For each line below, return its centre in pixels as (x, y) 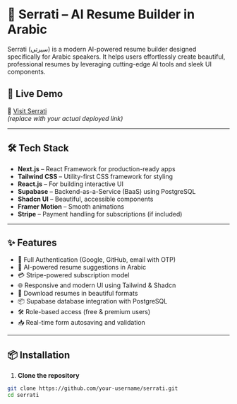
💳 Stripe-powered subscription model (73, 275)
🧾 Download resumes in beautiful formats (78, 294)
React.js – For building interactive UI (70, 184)
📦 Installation (39, 355)
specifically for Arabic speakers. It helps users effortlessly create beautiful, (116, 57)
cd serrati (23, 396)
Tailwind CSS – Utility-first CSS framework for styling (95, 176)
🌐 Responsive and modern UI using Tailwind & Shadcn (97, 285)
